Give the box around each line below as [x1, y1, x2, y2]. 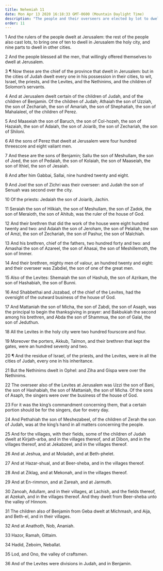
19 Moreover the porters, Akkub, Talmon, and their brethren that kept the [5, 338, 150, 344]
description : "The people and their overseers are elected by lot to [5, 16, 149, 21]
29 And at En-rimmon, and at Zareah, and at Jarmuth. [5, 479, 112, 485]
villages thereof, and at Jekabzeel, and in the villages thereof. [5, 442, 128, 447]
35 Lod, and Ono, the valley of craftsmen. [5, 551, 88, 557]
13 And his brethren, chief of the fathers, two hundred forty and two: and [5, 240, 150, 246]
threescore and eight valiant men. [5, 143, 72, 149]
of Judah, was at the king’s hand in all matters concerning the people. [5, 422, 145, 427]
